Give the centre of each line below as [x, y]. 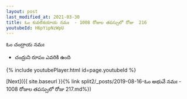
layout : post [22, 11]
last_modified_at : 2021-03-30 [43, 17]
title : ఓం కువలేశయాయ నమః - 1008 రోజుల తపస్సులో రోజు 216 [76, 22]
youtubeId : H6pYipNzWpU [35, 28]
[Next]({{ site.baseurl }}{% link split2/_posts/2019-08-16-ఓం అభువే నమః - [94, 81]
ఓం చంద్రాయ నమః [25, 45]
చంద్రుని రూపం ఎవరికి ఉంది [42, 57]
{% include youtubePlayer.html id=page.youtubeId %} [71, 70]
